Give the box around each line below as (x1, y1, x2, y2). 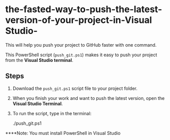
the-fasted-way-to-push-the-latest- (5, 4, 162, 15)
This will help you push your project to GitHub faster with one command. (5, 42, 157, 48)
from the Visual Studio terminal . (5, 57, 74, 63)
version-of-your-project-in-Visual (5, 14, 152, 26)
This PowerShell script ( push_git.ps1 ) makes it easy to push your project (5, 52, 157, 58)
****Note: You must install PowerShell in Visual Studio (5, 130, 121, 136)
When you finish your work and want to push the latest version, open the (12, 95, 165, 101)
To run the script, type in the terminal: (12, 110, 92, 116)
